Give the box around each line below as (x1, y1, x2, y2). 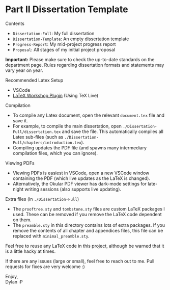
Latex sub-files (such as (12, 134, 64, 140)
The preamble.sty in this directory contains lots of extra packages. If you (12, 222, 165, 228)
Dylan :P (5, 279, 23, 285)
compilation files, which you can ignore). (12, 150, 98, 156)
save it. (12, 117, 28, 123)
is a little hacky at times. (5, 248, 56, 254)
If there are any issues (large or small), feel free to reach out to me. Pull (5, 258, 155, 264)
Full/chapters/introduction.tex (12, 140, 81, 145)
